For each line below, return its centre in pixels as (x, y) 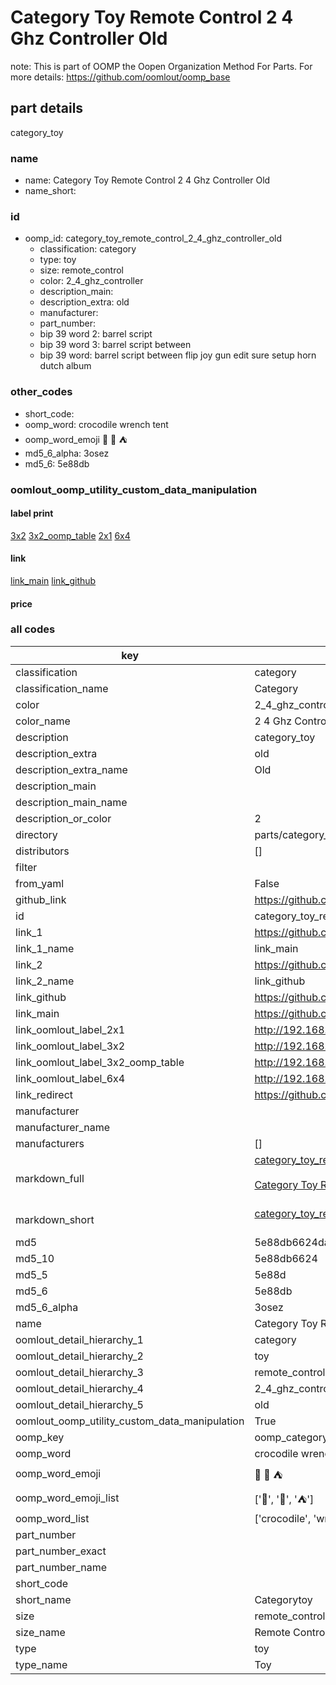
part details (47, 108)
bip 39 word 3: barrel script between (115, 345)
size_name (40, 1632)
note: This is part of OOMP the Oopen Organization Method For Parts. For (161, 66)
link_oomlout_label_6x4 (70, 1078)
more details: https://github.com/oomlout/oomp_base (120, 77)
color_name (43, 721)
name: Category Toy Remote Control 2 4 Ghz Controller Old (147, 180)
